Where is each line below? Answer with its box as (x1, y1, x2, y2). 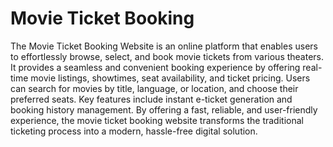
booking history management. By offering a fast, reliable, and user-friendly (10, 103, 318, 116)
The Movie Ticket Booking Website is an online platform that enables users (10, 40, 318, 52)
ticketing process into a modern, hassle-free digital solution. (10, 125, 258, 137)
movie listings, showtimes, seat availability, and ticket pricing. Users (30, 72, 311, 84)
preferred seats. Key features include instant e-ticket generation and (10, 93, 293, 105)
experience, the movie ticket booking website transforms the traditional (10, 114, 304, 126)
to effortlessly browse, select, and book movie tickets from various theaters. (10, 50, 325, 62)
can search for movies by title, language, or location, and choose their (10, 82, 299, 94)
